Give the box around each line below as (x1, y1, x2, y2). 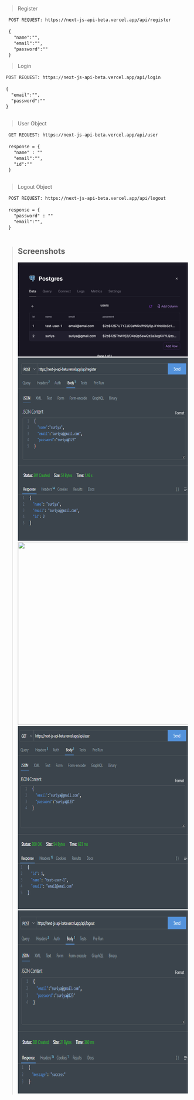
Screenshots (17, 246, 66, 257)
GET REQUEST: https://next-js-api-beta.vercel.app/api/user (8, 132, 158, 138)
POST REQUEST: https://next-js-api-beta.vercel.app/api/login (5, 74, 161, 80)
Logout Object (17, 183, 53, 190)
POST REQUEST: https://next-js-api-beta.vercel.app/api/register (8, 17, 172, 23)
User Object (17, 120, 47, 127)
